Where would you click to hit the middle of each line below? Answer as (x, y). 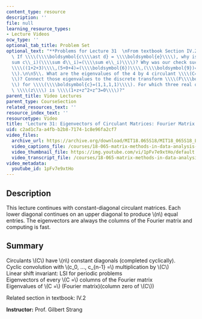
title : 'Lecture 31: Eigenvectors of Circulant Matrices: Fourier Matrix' (102, 124)
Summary (25, 246)
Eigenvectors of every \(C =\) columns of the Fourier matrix (80, 280)
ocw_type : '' (23, 40)
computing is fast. (29, 227)
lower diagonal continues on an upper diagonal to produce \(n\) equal (92, 214)
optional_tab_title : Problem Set (48, 46)
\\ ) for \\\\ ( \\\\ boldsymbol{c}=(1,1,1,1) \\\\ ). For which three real (102, 85)
